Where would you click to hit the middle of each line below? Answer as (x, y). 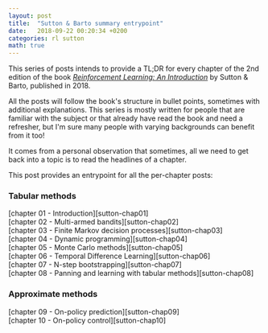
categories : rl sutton (46, 38)
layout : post (30, 16)
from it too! (27, 136)
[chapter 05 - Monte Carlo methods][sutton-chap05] (96, 248)
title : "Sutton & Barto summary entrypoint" (86, 23)
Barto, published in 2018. (49, 86)
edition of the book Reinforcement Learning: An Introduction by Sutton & (128, 77)
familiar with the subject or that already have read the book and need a (126, 118)
